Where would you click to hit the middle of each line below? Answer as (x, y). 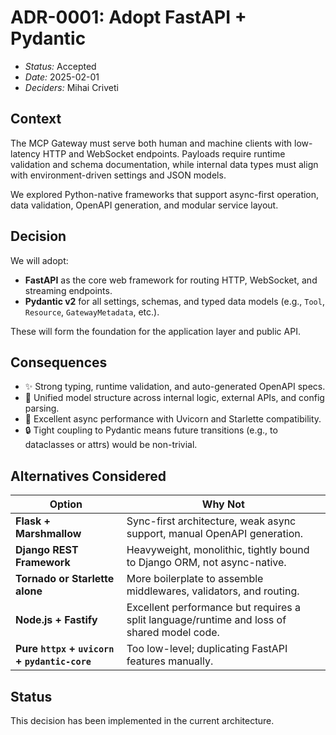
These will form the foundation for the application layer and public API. (155, 331)
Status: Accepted (60, 66)
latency (25, 153)
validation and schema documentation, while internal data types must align (164, 164)
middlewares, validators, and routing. (213, 591)
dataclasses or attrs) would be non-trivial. (111, 445)
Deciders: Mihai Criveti (71, 87)
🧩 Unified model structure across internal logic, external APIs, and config (174, 398)
